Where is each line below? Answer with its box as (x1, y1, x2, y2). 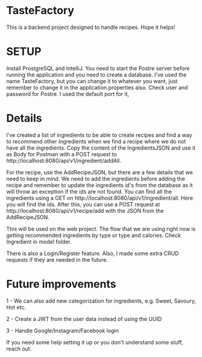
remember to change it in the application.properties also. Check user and (6, 84, 188, 91)
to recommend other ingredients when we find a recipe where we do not (6, 137, 186, 145)
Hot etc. (6, 303, 26, 311)
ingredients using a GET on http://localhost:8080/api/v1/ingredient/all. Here (6, 194, 194, 201)
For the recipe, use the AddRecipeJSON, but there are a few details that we (6, 168, 193, 175)
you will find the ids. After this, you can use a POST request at (6, 200, 160, 208)
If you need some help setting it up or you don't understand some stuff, (6, 338, 183, 346)
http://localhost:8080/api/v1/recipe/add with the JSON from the (6, 207, 164, 214)
